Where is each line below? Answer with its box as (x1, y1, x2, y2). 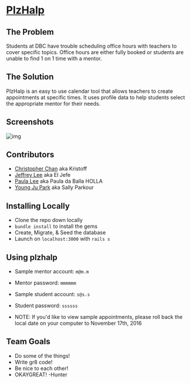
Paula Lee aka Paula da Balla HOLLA (14, 177, 103, 185)
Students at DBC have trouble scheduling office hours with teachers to (6, 42, 177, 49)
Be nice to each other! (14, 365, 69, 372)
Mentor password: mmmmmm (14, 280, 76, 287)
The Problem (6, 27, 54, 37)
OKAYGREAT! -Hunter (14, 371, 68, 378)
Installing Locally (6, 201, 70, 211)
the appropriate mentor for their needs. (6, 100, 101, 107)
